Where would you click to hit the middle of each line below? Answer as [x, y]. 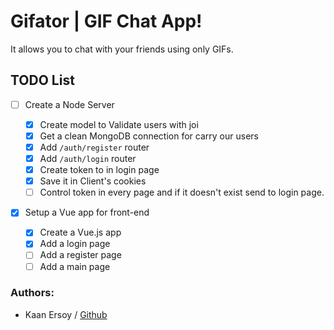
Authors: [32, 293]
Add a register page [80, 255]
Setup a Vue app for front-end [87, 212]
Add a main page [75, 266]
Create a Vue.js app [80, 232]
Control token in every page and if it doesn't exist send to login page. [182, 192]
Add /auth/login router [88, 158]
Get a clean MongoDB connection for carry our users [149, 136]
